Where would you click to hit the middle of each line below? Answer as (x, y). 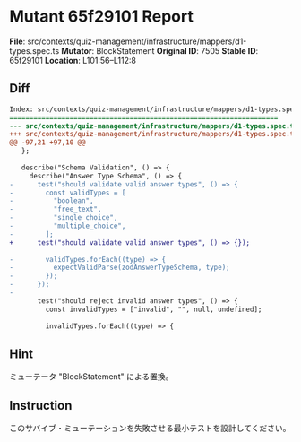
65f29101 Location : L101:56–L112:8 (73, 60)
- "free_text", (56, 209)
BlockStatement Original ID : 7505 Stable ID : (177, 50)
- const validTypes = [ (68, 193)
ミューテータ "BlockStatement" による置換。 (91, 377)
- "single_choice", (64, 218)
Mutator (77, 50)
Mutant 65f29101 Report (102, 17)
